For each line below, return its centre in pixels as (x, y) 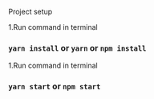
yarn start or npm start (55, 86)
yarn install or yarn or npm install (77, 47)
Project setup (30, 12)
